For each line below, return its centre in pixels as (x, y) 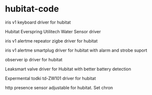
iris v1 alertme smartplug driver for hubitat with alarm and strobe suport (76, 50)
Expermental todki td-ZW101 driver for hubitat (50, 78)
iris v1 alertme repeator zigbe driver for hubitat (51, 41)
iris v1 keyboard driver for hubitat (38, 22)
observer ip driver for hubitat (34, 59)
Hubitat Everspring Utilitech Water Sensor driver (53, 31)
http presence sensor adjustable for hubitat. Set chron (59, 87)
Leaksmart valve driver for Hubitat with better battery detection (68, 69)
